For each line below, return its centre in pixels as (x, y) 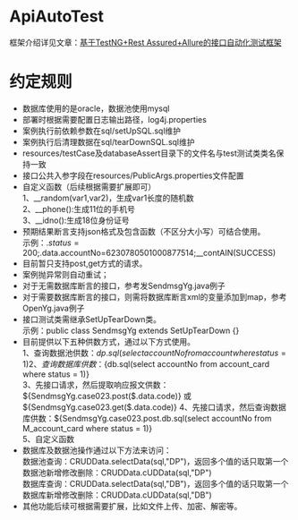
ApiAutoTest (57, 17)
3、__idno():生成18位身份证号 (76, 220)
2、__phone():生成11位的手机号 (79, 209)
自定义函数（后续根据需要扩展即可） (89, 186)
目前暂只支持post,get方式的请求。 (85, 263)
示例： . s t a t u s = (51, 243)
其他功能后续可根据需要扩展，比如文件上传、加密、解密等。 (132, 506)
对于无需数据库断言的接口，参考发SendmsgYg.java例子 (123, 286)
